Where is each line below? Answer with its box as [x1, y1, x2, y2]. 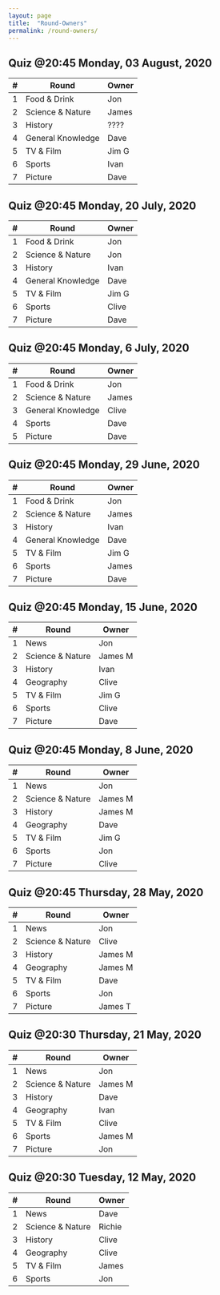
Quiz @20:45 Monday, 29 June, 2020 [8, 458, 200, 472]
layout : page [8, 11, 52, 20]
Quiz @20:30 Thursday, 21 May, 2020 [8, 1028, 202, 1042]
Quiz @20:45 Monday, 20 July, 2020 [8, 199, 197, 212]
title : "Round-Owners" [8, 19, 88, 27]
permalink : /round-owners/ [8, 26, 98, 34]
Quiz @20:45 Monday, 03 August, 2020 [8, 56, 213, 70]
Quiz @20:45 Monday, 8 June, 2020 [8, 742, 194, 757]
